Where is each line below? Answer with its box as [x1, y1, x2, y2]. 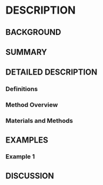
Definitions [5, 85, 38, 93]
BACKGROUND [5, 27, 61, 37]
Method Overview [5, 101, 58, 109]
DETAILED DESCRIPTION [5, 67, 98, 77]
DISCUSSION [5, 171, 54, 181]
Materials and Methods [5, 116, 74, 125]
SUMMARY [5, 47, 48, 57]
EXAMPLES [5, 135, 48, 145]
